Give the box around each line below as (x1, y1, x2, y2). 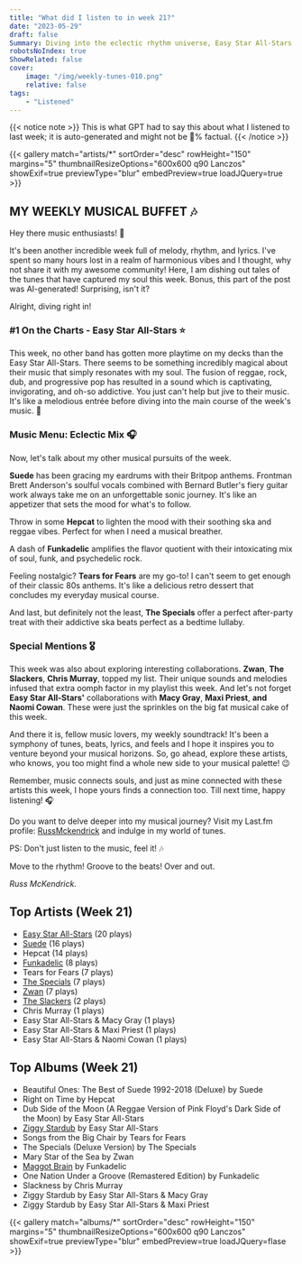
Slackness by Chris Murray (22, 1179, 124, 1191)
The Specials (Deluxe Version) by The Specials (22, 1141, 197, 1152)
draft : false (9, 30, 59, 39)
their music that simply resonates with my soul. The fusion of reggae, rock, (9, 367, 288, 378)
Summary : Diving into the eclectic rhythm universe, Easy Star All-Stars (9, 38, 293, 48)
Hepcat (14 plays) (22, 947, 88, 958)
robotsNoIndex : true (9, 47, 87, 56)
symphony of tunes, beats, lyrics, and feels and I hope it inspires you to (9, 739, 275, 750)
